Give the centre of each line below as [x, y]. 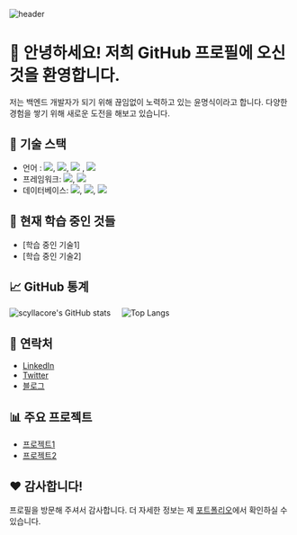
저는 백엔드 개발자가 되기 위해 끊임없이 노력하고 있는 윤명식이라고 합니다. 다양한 [148, 102]
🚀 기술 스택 [38, 144]
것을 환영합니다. [65, 76]
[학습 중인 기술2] [52, 255]
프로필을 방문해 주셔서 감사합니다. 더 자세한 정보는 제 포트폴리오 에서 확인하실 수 [148, 510]
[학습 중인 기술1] [51, 245]
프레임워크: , [49, 179]
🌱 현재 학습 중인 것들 [63, 222]
